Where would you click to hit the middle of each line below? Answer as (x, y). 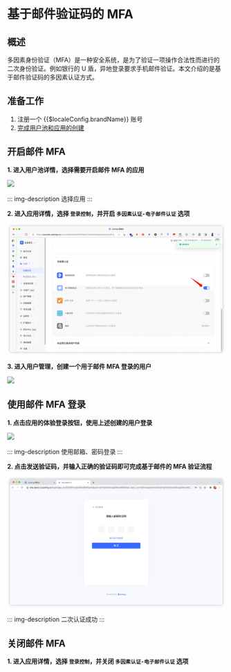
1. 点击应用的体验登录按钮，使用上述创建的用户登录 (80, 423)
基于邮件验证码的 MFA (70, 14)
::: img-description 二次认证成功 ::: (56, 619)
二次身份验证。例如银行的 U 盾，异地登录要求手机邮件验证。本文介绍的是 (111, 69)
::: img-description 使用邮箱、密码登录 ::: (65, 452)
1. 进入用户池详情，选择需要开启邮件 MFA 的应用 (76, 170)
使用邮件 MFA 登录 (47, 405)
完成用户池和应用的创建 (50, 127)
